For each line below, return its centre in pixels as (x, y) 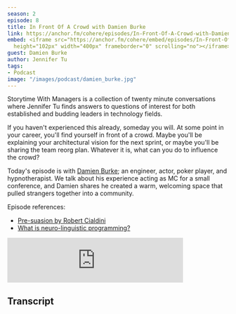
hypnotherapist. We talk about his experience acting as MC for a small (109, 178)
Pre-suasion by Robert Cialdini (61, 221)
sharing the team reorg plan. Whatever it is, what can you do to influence (113, 150)
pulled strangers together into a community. (71, 193)
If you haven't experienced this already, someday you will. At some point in (116, 128)
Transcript (31, 301)
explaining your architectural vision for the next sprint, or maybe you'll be (113, 143)
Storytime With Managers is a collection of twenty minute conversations (112, 99)
